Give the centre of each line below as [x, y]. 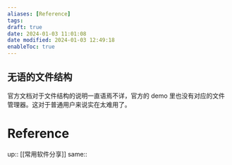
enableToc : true [31, 47]
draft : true [25, 27]
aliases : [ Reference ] [39, 14]
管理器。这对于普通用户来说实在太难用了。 [69, 104]
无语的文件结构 [40, 78]
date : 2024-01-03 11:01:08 [47, 34]
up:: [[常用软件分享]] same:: [47, 154]
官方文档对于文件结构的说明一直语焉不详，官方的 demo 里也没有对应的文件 [116, 96]
